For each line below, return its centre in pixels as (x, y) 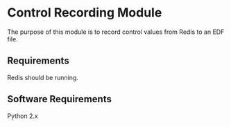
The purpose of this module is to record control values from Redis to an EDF (116, 32)
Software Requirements (60, 99)
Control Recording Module (85, 13)
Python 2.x (23, 116)
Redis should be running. (43, 77)
